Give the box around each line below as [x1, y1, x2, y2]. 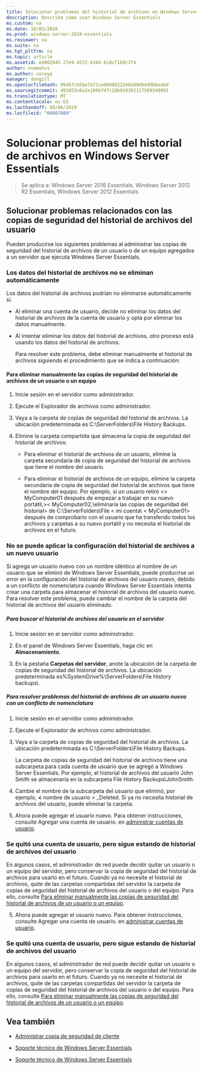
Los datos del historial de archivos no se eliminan [6, 268, 154, 277]
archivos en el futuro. [24, 526, 77, 534]
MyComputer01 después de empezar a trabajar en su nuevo [24, 494, 174, 502]
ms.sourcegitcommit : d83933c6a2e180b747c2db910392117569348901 [6, 88, 169, 94]
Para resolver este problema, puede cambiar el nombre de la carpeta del [6, 595, 187, 602]
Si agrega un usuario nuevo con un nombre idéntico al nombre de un [6, 563, 177, 570]
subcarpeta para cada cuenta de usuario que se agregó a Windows [14, 763, 183, 770]
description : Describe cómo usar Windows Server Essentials [6, 15, 161, 21]
